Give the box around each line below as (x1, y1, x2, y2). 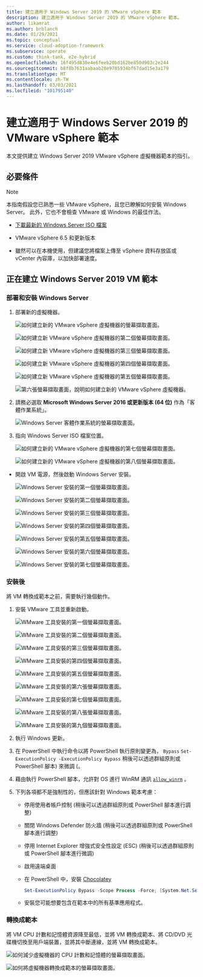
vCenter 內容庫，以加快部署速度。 (14, 254, 101, 261)
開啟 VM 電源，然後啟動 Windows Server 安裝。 (14, 471, 135, 478)
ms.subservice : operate (6, 49, 66, 55)
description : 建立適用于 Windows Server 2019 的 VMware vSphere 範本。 (6, 15, 182, 21)
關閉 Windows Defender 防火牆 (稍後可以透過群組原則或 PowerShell (24, 821, 193, 828)
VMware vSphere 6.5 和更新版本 (14, 234, 95, 241)
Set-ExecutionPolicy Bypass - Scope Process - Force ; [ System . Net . (24, 887, 192, 893)
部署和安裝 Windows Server (6, 294, 89, 302)
